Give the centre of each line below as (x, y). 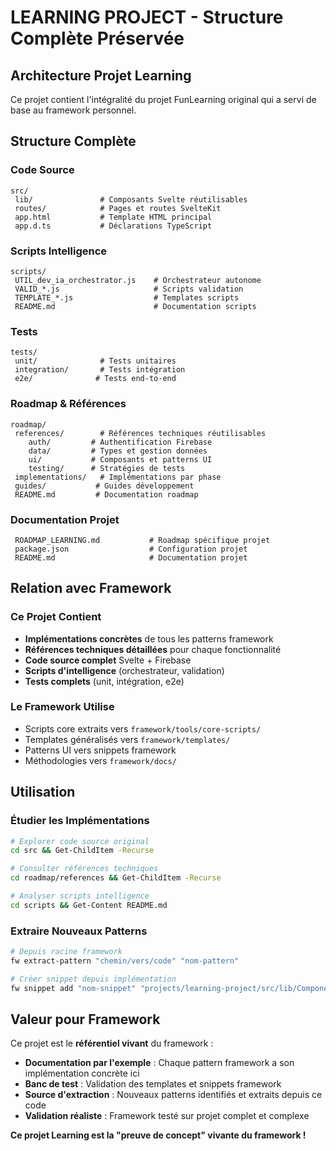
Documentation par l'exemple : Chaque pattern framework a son (159, 1063)
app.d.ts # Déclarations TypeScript (113, 226)
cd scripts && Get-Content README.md (89, 905)
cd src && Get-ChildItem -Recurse (82, 851)
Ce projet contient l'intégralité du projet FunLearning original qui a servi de (163, 99)
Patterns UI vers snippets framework (100, 750)
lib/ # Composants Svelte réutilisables (131, 199)
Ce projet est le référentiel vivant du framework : (112, 1043)
